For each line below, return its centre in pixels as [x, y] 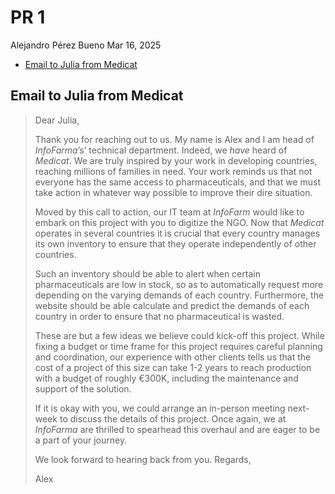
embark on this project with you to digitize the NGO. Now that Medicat [179, 222]
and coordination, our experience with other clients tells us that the [173, 357]
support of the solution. [83, 388]
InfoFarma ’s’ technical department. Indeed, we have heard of [161, 150]
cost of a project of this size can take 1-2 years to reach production [173, 367]
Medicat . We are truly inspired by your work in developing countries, [176, 160]
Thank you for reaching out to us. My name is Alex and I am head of [174, 139]
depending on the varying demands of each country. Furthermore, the [179, 295]
